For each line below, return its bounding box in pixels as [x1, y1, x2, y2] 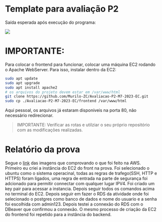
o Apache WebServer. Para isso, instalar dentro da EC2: [5, 66, 116, 72]
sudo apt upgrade [5, 80, 40, 85]
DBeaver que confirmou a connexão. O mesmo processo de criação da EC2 [5, 206, 157, 212]
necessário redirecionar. [5, 112, 54, 118]
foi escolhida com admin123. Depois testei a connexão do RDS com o [5, 201, 144, 207]
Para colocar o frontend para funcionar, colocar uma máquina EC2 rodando [5, 62, 156, 67]
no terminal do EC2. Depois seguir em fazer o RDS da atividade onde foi [5, 191, 149, 197]
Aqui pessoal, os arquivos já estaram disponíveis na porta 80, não [5, 108, 137, 113]
